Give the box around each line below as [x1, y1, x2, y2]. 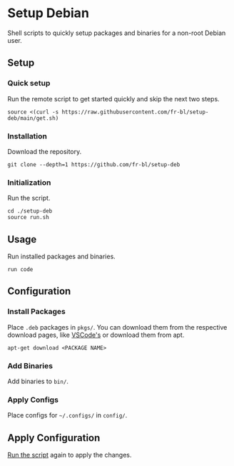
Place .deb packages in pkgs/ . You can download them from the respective [7, 323, 228, 331]
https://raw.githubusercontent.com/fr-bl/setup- [61, 108, 209, 116]
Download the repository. [7, 147, 82, 156]
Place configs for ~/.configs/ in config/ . [7, 411, 128, 420]
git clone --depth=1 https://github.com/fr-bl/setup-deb [7, 161, 180, 168]
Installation [7, 131, 48, 141]
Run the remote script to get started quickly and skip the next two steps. [7, 94, 220, 103]
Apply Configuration [7, 432, 101, 444]
